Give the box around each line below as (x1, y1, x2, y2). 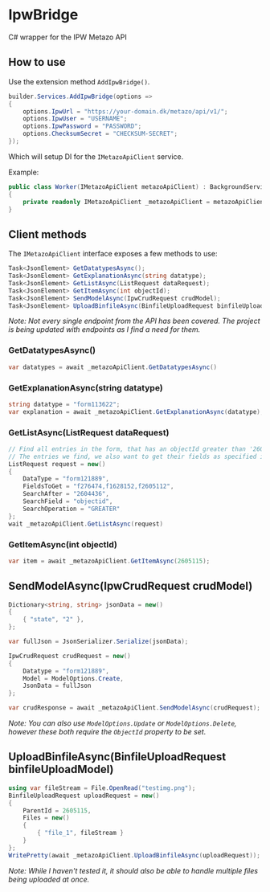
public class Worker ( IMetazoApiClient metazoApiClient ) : (8, 182, 207, 190)
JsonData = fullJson (22, 681, 92, 690)
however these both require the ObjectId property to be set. (8, 727, 207, 737)
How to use (8, 55, 66, 69)
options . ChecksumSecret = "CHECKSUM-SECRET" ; (22, 130, 178, 138)
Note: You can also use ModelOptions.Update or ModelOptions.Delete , (8, 718, 237, 728)
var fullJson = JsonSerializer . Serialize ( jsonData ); (8, 637, 189, 646)
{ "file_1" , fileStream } (37, 829, 125, 837)
